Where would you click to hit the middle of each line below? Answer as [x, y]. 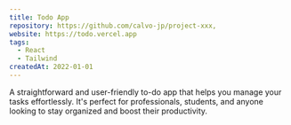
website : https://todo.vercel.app [73, 34]
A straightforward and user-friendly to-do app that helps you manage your [145, 92]
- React [32, 51]
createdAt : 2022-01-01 [51, 67]
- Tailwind [37, 59]
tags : [19, 42]
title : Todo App [39, 17]
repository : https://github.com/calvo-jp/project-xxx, [113, 26]
